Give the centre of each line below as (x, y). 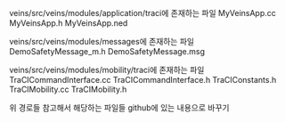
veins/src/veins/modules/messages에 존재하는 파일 (102, 41)
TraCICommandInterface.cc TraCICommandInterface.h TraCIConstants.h (143, 80)
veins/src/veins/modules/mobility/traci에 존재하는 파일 (107, 70)
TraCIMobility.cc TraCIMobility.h (68, 89)
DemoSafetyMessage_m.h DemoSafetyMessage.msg (107, 51)
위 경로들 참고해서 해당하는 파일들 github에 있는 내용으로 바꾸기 (119, 108)
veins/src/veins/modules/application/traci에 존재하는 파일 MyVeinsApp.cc (142, 13)
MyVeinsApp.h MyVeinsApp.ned (69, 23)
